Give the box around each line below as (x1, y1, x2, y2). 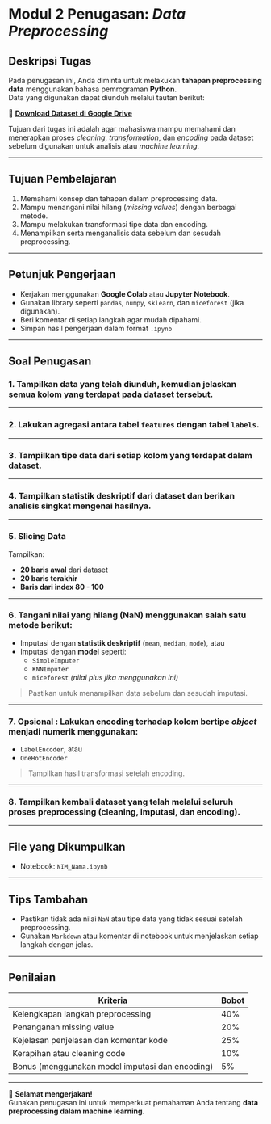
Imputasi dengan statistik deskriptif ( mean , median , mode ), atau (19, 638, 225, 647)
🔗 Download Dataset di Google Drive (8, 108, 133, 118)
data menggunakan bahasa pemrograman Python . (8, 84, 177, 94)
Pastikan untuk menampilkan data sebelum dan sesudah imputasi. (27, 688, 248, 697)
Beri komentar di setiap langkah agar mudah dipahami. (19, 314, 202, 324)
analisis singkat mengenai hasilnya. (8, 500, 152, 511)
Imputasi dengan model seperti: (19, 646, 127, 656)
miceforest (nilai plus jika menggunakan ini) (31, 672, 179, 682)
